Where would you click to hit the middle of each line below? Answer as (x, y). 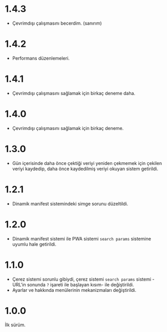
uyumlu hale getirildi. (34, 244)
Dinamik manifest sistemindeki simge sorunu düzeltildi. (70, 204)
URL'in (19, 284)
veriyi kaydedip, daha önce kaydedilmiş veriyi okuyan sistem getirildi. (85, 169)
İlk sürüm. (15, 325)
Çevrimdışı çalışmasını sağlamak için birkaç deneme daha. (74, 93)
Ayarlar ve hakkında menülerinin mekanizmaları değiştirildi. (74, 290)
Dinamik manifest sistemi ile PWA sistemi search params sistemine (82, 238)
